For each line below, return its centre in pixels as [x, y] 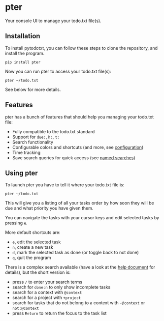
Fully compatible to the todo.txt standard [53, 131]
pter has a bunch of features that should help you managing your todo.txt [80, 117]
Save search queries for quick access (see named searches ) [74, 158]
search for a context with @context [47, 292]
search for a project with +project [47, 298]
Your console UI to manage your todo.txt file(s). [53, 21]
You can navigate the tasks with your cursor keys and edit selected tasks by [82, 218]
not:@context [26, 309]
